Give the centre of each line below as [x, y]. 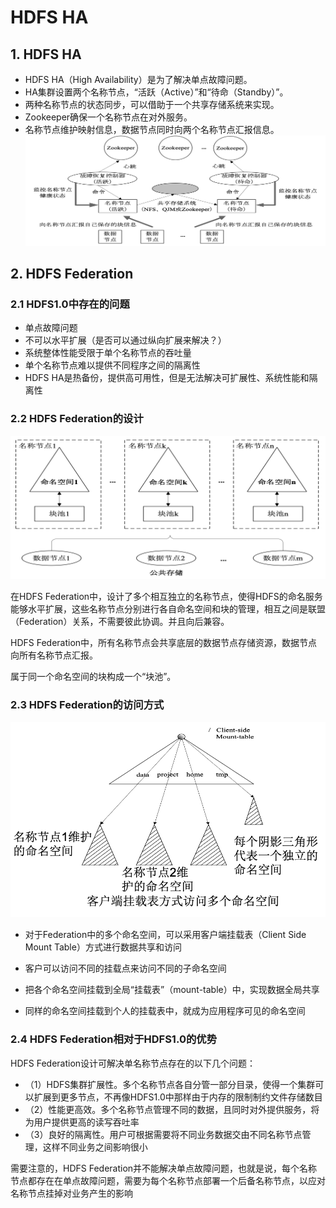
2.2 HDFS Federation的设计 [77, 419]
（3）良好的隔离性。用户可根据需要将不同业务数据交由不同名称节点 [163, 1134]
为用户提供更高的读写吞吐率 [82, 1122]
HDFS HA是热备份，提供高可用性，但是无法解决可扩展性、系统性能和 [167, 378]
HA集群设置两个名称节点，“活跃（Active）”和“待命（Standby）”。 [156, 92]
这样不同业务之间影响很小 [95, 1147]
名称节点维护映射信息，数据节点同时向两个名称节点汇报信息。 [152, 129]
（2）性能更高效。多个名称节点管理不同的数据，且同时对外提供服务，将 [172, 1109]
